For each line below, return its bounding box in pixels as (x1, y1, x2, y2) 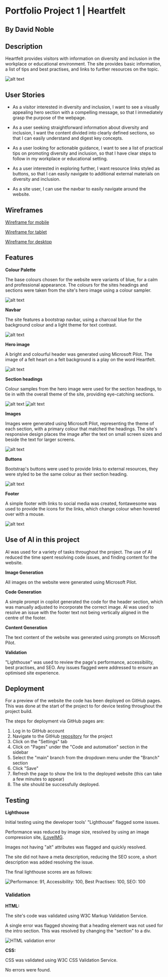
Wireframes (5, 206, 44, 214)
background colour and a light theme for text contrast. (5, 321, 117, 328)
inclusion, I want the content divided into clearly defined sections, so (12, 130, 155, 136)
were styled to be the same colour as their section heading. (5, 471, 128, 477)
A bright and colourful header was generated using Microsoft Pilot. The (5, 351, 152, 357)
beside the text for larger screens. (5, 436, 75, 442)
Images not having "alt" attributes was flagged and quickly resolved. (5, 844, 147, 850)
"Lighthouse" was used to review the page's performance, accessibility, (5, 659, 154, 665)
